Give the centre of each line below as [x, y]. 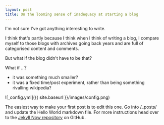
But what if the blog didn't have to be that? [49, 58]
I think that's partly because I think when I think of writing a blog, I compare [82, 38]
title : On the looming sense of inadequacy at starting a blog [72, 14]
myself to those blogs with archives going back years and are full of [74, 43]
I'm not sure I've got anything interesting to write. [55, 28]
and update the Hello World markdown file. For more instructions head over [82, 112]
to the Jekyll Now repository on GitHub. [45, 117]
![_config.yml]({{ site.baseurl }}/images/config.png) [57, 97]
